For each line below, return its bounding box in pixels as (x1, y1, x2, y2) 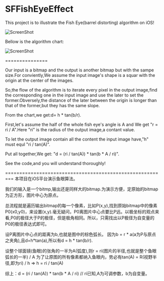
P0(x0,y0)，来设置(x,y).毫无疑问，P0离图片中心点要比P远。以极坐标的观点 (5, 209, 155, 214)
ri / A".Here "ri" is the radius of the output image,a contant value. (5, 126, 136, 133)
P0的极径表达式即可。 (5, 221, 49, 227)
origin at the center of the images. (5, 77, 74, 83)
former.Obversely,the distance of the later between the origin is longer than (5, 97, 157, 103)
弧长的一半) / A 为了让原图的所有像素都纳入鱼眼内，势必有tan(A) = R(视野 (5, 254, 153, 260)
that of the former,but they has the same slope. (5, 102, 100, 108)
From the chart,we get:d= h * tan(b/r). (5, 112, 82, 118)
